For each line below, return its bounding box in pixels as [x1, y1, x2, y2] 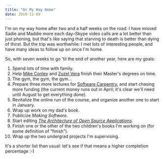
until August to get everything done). [12, 92, 87, 97]
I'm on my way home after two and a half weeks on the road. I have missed [5, 25, 157, 31]
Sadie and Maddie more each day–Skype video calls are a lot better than [5, 31, 152, 36]
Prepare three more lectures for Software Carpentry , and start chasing [12, 81, 155, 87]
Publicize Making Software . [12, 112, 68, 118]
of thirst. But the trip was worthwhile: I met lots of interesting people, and [5, 41, 153, 47]
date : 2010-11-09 [5, 12, 41, 17]
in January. [12, 102, 35, 108]
